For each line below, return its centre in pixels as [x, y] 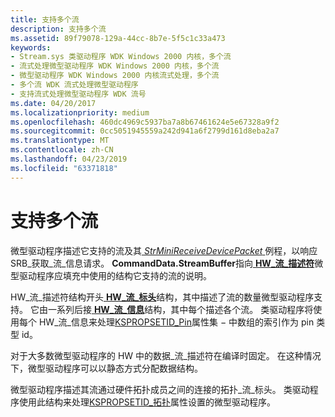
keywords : [31, 47]
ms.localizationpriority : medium [80, 112]
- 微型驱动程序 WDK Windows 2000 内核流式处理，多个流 [115, 76]
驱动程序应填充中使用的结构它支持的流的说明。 [115, 275]
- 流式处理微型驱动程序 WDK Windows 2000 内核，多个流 [115, 66]
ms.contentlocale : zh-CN [62, 150]
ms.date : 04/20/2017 [53, 103]
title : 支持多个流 [45, 19]
